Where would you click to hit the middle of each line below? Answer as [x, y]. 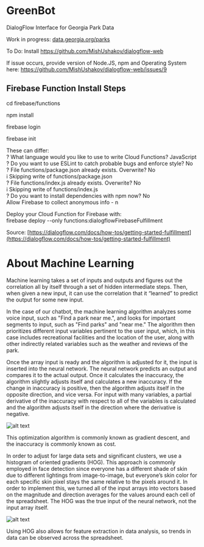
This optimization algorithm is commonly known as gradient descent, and [98, 437]
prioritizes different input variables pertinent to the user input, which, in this [101, 331]
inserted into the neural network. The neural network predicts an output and [101, 369]
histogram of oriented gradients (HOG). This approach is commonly [91, 462]
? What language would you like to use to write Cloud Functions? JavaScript [101, 157]
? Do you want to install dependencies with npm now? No [78, 196]
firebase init [21, 138]
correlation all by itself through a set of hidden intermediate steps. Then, [97, 286]
